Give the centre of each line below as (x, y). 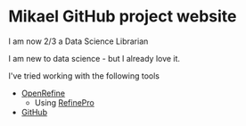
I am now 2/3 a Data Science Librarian (78, 41)
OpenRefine (43, 93)
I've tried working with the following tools (84, 76)
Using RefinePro (64, 102)
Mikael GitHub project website (123, 17)
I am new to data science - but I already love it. (94, 58)
